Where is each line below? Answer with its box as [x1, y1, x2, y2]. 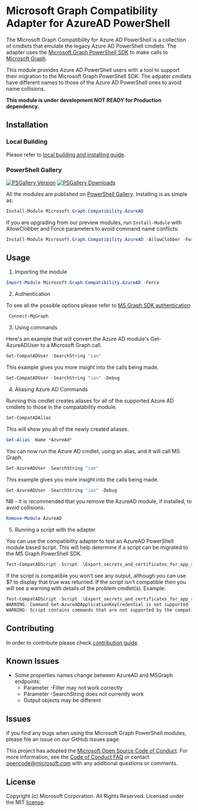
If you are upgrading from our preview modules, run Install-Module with [6, 219, 182, 226]
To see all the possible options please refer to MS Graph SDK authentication [6, 302, 190, 309]
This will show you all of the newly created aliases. [6, 426, 129, 433]
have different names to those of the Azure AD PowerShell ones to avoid [6, 78, 181, 86]
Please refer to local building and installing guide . [6, 151, 126, 158]
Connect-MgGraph [8, 314, 49, 319]
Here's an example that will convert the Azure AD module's [6, 335, 149, 342]
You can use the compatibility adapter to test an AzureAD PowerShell [6, 538, 174, 545]
